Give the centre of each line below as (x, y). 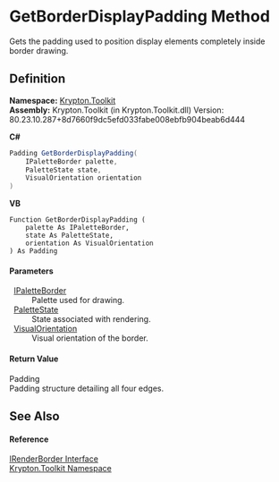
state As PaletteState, (70, 236)
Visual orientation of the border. (90, 338)
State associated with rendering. (91, 319)
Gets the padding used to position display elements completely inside (137, 41)
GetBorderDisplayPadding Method (140, 17)
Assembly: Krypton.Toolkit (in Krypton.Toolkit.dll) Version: (117, 110)
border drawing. (39, 50)
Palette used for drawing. (78, 300)
